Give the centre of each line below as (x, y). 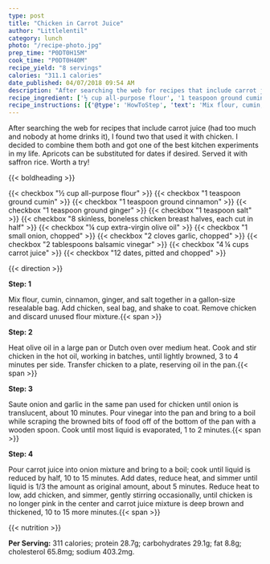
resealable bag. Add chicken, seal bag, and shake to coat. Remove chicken (133, 308)
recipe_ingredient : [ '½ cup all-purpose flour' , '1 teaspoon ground (125, 98)
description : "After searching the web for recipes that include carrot (133, 90)
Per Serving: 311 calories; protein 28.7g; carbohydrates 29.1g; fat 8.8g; (125, 543)
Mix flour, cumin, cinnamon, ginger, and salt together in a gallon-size (122, 300)
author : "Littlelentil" (48, 30)
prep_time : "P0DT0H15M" (48, 53)
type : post (27, 16)
